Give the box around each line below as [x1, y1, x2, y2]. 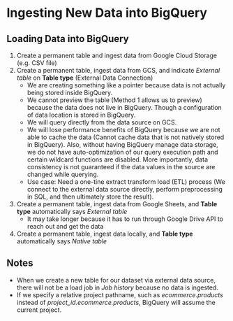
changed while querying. [27, 170, 99, 178]
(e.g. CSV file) [16, 59, 57, 67]
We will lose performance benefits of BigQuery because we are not [27, 126, 220, 134]
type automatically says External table [16, 208, 128, 215]
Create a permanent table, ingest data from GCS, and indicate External [16, 66, 220, 74]
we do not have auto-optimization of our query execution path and [27, 148, 218, 156]
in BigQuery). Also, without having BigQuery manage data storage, [27, 141, 219, 148]
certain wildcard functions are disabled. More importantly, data [27, 155, 209, 164]
